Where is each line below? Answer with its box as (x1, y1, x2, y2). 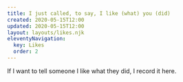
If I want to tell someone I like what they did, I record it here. (7, 66, 177, 75)
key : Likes (13, 42, 45, 49)
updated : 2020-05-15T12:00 (7, 23, 85, 29)
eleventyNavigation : (7, 36, 67, 42)
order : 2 (13, 49, 39, 55)
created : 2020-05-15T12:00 (7, 16, 85, 23)
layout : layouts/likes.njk (7, 29, 85, 36)
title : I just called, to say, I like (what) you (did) (7, 10, 171, 17)
